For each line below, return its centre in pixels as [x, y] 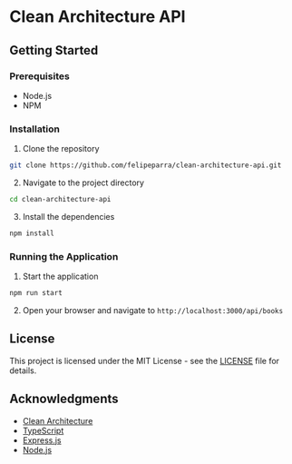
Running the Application [64, 256]
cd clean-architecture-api [60, 200]
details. [23, 370]
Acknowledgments [64, 399]
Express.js [42, 440]
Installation [35, 129]
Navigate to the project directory [83, 183]
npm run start [36, 293]
